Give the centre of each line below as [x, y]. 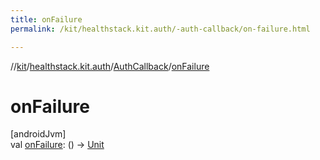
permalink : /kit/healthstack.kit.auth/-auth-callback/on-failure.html [160, 29]
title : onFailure [46, 19]
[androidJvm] [38, 134]
